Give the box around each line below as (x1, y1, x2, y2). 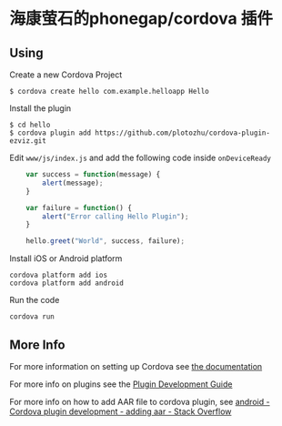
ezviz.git (9, 137, 47, 146)
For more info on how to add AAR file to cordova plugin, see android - (9, 396, 270, 407)
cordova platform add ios (9, 270, 107, 280)
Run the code (9, 295, 60, 306)
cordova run (9, 312, 55, 321)
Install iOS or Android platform (9, 253, 123, 264)
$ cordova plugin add (9, 128, 92, 137)
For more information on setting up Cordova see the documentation (9, 360, 263, 371)
